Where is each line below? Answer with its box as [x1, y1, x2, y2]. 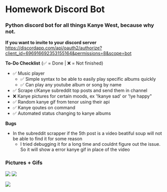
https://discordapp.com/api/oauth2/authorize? [5, 45, 103, 51]
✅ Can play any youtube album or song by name [20, 82, 122, 88]
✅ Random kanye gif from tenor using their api [12, 99, 110, 105]
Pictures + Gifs [5, 159, 43, 166]
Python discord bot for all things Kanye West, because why [5, 22, 154, 29]
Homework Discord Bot [5, 4, 105, 15]
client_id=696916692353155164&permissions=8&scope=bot [5, 50, 132, 56]
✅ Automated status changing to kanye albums [12, 110, 111, 116]
